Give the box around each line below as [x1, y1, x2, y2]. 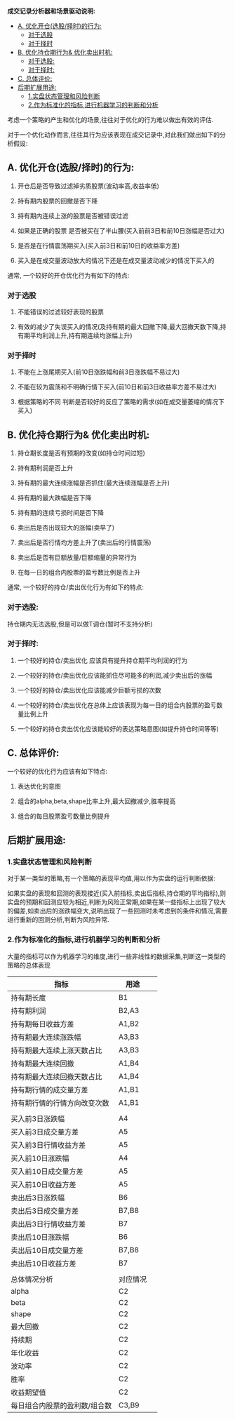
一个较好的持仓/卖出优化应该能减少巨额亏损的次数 [17, 685, 161, 694]
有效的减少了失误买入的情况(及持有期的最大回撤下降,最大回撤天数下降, [17, 323, 220, 331]
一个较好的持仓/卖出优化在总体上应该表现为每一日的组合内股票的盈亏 [17, 701, 217, 709]
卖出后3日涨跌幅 [11, 1193, 65, 1203]
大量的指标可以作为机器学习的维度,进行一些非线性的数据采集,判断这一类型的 [7, 952, 227, 960]
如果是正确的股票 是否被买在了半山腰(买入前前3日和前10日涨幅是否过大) [17, 226, 225, 234]
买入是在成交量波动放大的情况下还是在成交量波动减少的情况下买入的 [17, 256, 215, 264]
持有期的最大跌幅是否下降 [17, 494, 92, 502]
